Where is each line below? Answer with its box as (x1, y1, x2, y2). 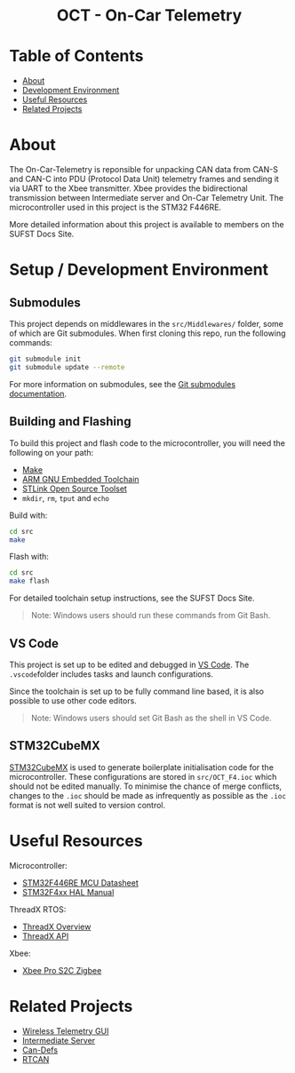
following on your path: (9, 447, 94, 457)
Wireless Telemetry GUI (21, 1025, 109, 1036)
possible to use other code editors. (9, 695, 138, 706)
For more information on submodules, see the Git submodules (9, 378, 236, 389)
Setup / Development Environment (9, 259, 269, 280)
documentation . (9, 388, 68, 399)
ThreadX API (21, 930, 69, 942)
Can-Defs (21, 1045, 59, 1055)
